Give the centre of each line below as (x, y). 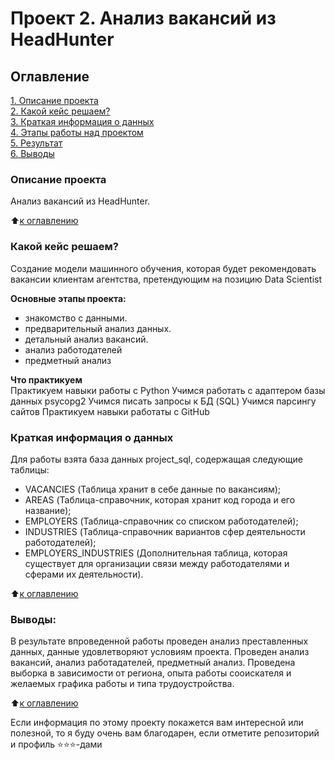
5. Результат (36, 143)
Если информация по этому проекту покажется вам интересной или (157, 723)
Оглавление (50, 76)
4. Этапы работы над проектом (77, 132)
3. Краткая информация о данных (82, 121)
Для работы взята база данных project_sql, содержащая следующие (156, 459)
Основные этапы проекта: (68, 298)
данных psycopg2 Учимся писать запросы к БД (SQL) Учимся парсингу (163, 401)
